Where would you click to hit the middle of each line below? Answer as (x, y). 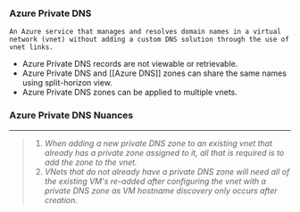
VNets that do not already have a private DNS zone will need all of (167, 171)
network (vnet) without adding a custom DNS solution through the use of (150, 40)
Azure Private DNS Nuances (71, 116)
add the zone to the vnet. (91, 162)
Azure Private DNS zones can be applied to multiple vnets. (130, 93)
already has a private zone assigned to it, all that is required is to (164, 152)
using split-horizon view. (67, 83)
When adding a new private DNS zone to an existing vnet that (158, 143)
